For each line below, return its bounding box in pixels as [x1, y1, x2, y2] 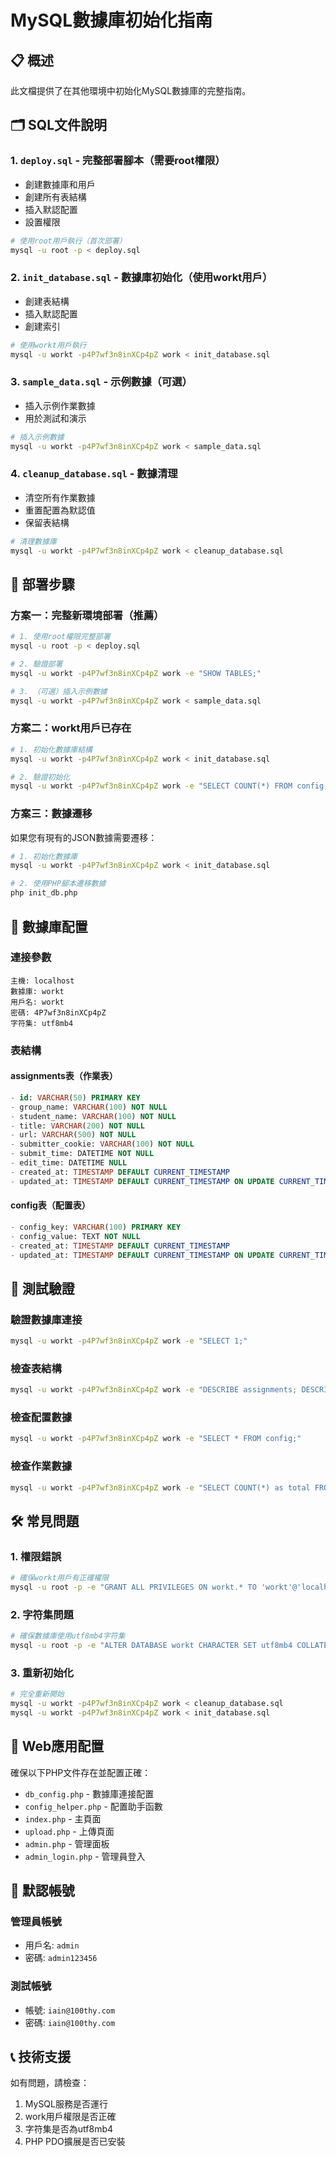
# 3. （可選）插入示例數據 [10, 686, 108, 696]
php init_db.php [10, 888, 78, 898]
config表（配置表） [10, 1199, 91, 1211]
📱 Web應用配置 [10, 1738, 105, 1755]
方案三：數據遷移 [10, 807, 93, 821]
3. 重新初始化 [10, 1666, 74, 1680]
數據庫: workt [10, 986, 65, 996]
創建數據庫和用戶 [24, 178, 96, 190]
